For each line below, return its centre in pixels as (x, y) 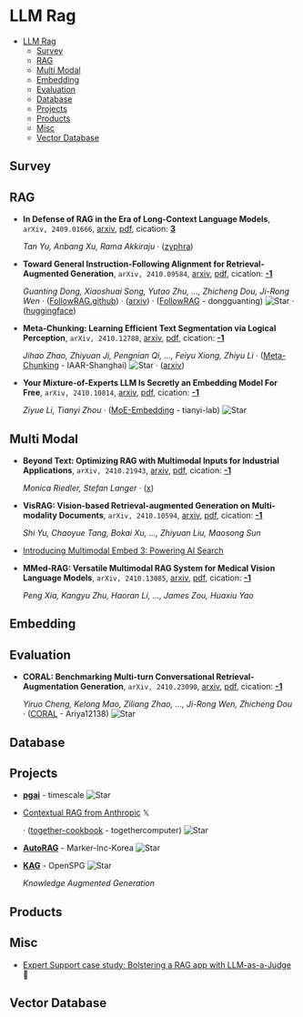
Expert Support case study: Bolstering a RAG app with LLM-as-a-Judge (157, 964)
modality (40, 515)
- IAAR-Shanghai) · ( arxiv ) (122, 366)
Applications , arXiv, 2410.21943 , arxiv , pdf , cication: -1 (127, 470)
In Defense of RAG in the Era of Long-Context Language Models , (146, 219)
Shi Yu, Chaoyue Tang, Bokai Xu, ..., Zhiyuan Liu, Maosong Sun (141, 532)
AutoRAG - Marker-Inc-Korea (78, 848)
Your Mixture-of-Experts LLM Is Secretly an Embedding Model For (150, 383)
